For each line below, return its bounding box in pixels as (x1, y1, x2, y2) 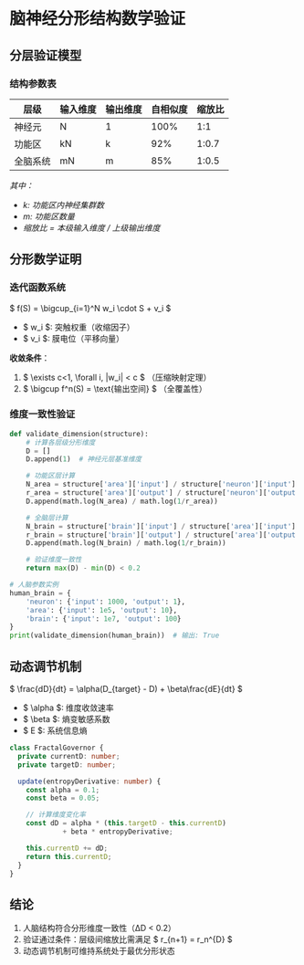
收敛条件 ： (9, 352, 50, 363)
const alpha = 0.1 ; (26, 785, 100, 794)
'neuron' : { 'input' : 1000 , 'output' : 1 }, (26, 597, 185, 606)
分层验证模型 (9, 47, 82, 63)
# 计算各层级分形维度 (26, 437, 96, 447)
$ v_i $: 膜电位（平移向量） (22, 332, 125, 343)
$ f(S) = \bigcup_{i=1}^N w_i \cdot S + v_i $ (9, 302, 172, 313)
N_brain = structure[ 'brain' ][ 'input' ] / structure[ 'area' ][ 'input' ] (26, 521, 297, 530)
